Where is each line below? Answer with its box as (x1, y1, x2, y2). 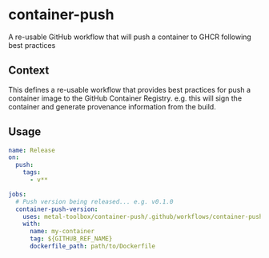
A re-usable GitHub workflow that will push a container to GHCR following (8, 32, 252, 42)
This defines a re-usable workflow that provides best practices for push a (8, 85, 251, 94)
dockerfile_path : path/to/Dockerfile (29, 242, 156, 251)
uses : (22, 212, 42, 220)
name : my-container (29, 228, 94, 236)
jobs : (8, 190, 26, 198)
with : (22, 220, 42, 228)
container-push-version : (15, 205, 98, 213)
